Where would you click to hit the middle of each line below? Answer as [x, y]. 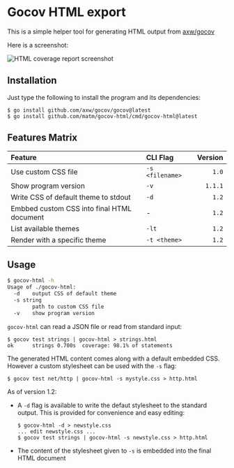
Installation [32, 81]
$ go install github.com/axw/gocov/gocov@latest [79, 110]
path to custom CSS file [68, 307]
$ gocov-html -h [31, 281]
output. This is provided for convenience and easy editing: [101, 412]
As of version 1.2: [32, 391]
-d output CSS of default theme [65, 294]
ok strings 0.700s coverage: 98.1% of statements [90, 345]
